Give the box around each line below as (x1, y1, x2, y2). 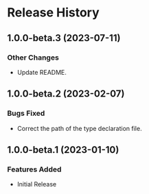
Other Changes (7, 53, 60, 62)
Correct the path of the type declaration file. (16, 124, 142, 132)
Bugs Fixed (7, 108, 45, 118)
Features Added (7, 165, 62, 174)
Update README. (16, 68, 67, 76)
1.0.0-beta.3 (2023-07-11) (7, 32, 121, 44)
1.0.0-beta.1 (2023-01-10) (7, 144, 119, 156)
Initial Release (16, 180, 57, 189)
